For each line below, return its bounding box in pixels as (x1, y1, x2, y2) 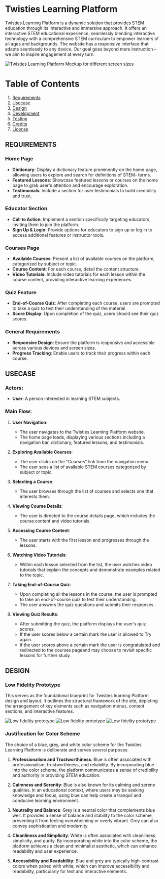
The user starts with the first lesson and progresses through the (19, 537, 149, 543)
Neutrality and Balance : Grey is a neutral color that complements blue (12, 807, 155, 813)
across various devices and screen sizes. (12, 345, 96, 351)
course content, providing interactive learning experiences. (12, 277, 132, 283)
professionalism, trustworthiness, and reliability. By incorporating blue (12, 761, 154, 767)
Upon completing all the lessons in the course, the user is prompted (19, 591, 158, 597)
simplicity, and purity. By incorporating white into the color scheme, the (12, 837, 158, 843)
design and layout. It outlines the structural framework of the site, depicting (5, 698, 158, 704)
